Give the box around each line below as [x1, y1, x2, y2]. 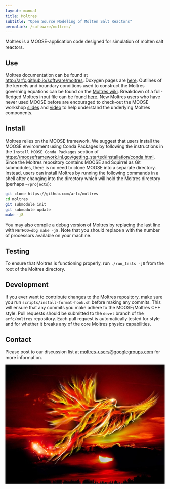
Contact [5, 335, 31, 344]
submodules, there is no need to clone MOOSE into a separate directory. [5, 164, 156, 170]
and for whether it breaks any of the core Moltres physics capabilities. [5, 321, 151, 327]
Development [5, 281, 49, 289]
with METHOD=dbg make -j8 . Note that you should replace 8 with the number [5, 227, 160, 233]
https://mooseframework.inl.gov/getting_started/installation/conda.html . [5, 154, 155, 160]
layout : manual [5, 8, 37, 13]
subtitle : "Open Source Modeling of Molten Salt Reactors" [5, 19, 133, 24]
